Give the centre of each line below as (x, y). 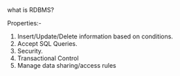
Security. (30, 51)
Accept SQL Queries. (47, 43)
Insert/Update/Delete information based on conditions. (95, 36)
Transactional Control (48, 58)
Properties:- (24, 23)
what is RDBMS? (30, 10)
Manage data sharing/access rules (66, 65)
